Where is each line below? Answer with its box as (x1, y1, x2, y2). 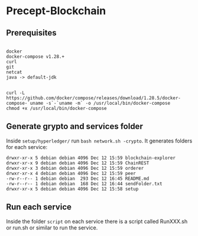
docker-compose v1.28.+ (6, 54, 65, 60)
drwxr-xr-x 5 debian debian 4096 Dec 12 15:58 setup (6, 186, 139, 192)
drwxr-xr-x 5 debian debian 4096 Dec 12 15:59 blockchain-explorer (6, 155, 176, 161)
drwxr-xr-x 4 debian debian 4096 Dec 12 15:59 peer (6, 170, 136, 176)
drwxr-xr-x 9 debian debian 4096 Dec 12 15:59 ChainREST (6, 160, 150, 166)
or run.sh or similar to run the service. (6, 224, 98, 231)
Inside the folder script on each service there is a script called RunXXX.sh (6, 218, 188, 225)
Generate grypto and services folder (6, 121, 143, 131)
